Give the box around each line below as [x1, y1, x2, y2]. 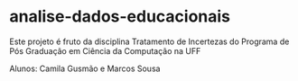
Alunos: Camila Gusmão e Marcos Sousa [9, 63, 161, 74]
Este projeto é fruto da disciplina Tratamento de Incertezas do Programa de [9, 36, 290, 47]
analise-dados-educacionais [9, 6, 231, 27]
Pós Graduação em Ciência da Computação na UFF [9, 45, 201, 56]
